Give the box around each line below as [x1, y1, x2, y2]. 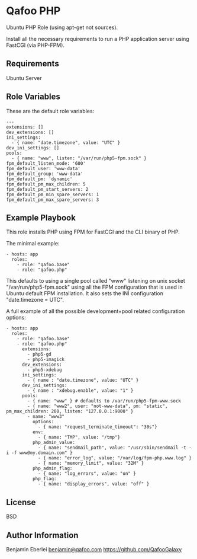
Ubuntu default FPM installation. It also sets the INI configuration [6, 290, 164, 297]
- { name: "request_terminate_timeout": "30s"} [37, 424, 158, 430]
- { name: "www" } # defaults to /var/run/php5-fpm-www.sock [27, 398, 182, 404]
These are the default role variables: [6, 107, 95, 114]
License [6, 497, 36, 507]
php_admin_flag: [32, 465, 73, 472]
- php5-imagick [27, 357, 65, 363]
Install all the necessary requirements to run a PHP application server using [6, 35, 189, 42]
